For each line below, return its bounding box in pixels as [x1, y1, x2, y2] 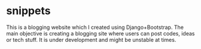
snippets [6, 4, 51, 18]
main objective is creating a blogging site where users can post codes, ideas [6, 30, 195, 37]
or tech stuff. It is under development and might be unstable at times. [6, 36, 176, 43]
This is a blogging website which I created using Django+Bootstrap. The [6, 24, 184, 31]
